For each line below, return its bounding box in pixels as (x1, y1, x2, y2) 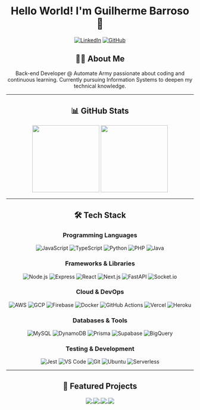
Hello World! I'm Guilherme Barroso (11, 4, 189, 18)
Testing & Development (65, 344, 135, 353)
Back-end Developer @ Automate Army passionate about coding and (15, 70, 185, 77)
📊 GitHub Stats (71, 106, 129, 116)
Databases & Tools (72, 316, 128, 324)
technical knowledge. (73, 82, 127, 89)
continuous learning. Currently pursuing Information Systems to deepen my (7, 76, 193, 83)
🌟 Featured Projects (62, 381, 137, 391)
